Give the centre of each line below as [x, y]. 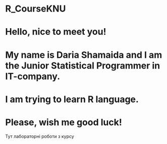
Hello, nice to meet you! [56, 32]
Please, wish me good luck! [64, 122]
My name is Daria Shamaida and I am [84, 55]
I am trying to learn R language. [72, 99]
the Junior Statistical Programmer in [83, 65]
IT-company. [33, 76]
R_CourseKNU [36, 9]
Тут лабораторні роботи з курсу [40, 136]
